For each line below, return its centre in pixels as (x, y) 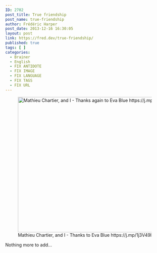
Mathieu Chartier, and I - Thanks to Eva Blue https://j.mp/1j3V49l (85, 235)
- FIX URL (20, 85)
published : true (22, 43)
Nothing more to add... (29, 245)
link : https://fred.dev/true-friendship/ (49, 38)
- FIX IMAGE (22, 71)
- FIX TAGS (21, 80)
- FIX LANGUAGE (26, 76)
